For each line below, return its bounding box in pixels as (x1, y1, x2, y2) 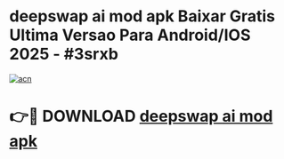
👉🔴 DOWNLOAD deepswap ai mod (9, 107, 273, 126)
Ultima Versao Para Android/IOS (9, 25, 251, 45)
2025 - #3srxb (9, 44, 118, 64)
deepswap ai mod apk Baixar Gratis (9, 6, 276, 27)
